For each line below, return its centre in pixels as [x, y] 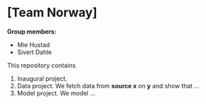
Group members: [32, 31]
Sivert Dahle [34, 52]
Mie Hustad [33, 44]
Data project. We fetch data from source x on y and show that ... [108, 86]
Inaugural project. [42, 78]
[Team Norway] [52, 13]
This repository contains [42, 65]
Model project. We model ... [56, 93]
